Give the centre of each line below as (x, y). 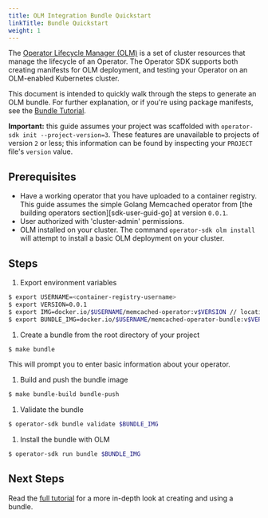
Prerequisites (42, 177)
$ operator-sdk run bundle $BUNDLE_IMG (75, 454)
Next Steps (36, 479)
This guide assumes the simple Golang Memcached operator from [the (136, 205)
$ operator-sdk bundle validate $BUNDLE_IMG (83, 424)
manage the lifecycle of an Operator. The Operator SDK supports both (123, 61)
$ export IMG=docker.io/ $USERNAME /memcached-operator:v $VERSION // (123, 312)
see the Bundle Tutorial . (47, 111)
